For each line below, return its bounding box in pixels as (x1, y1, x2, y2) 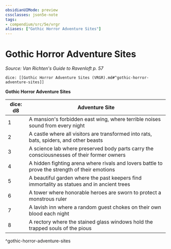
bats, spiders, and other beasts (28, 137, 103, 144)
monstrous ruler (28, 195, 67, 203)
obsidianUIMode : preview (5, 7, 58, 13)
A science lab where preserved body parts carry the (28, 145, 154, 152)
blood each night (28, 210, 70, 217)
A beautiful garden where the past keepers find (28, 175, 141, 182)
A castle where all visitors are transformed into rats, (28, 131, 152, 138)
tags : (5, 17, 17, 22)
